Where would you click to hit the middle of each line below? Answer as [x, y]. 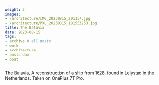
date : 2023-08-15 [23, 32]
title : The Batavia [25, 28]
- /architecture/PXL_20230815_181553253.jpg [51, 23]
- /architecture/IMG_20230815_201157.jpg [48, 18]
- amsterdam [17, 55]
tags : [10, 37]
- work [12, 46]
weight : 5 [15, 9]
